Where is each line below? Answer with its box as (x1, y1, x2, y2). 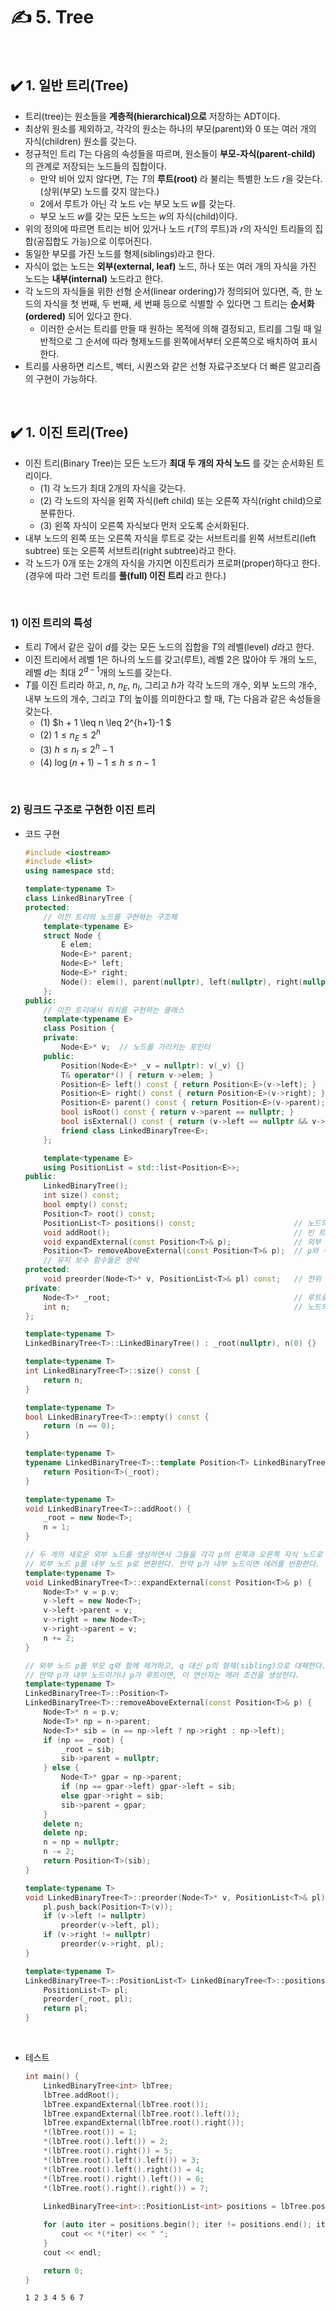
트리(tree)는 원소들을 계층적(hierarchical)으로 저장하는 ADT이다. (24, 110, 281, 122)
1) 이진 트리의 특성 (10, 616, 93, 630)
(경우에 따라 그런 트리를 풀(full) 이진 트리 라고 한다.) (24, 569, 227, 581)
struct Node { (43, 930, 102, 941)
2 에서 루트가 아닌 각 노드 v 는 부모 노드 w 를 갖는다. (39, 197, 236, 209)
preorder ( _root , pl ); (43, 1994, 133, 2004)
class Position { (43, 1024, 115, 1034)
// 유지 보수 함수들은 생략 (43, 1255, 139, 1266)
